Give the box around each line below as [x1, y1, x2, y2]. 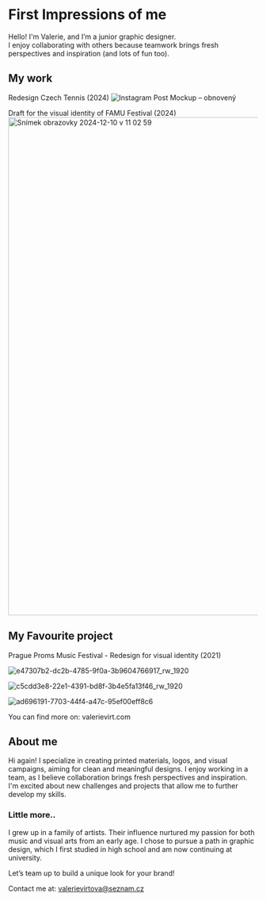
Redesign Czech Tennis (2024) [8, 93, 109, 102]
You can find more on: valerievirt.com [8, 712, 131, 722]
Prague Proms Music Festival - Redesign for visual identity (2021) [8, 650, 222, 660]
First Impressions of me [8, 6, 167, 24]
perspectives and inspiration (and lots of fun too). [8, 48, 170, 58]
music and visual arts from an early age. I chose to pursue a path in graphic [8, 836, 255, 845]
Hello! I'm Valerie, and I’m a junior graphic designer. [8, 32, 177, 41]
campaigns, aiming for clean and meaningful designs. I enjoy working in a [8, 764, 249, 774]
